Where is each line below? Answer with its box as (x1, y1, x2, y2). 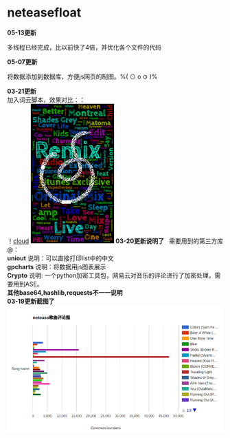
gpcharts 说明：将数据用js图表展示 (7, 262, 106, 271)
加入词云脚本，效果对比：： (7, 95, 86, 104)
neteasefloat (7, 5, 82, 21)
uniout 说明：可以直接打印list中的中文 (7, 253, 115, 262)
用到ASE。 (12, 280, 43, 288)
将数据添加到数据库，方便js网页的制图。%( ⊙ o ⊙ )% (7, 72, 158, 81)
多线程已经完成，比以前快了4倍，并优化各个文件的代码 (7, 43, 162, 51)
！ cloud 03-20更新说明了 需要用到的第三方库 (7, 236, 224, 245)
